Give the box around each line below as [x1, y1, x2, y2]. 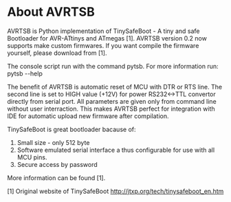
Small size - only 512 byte [16, 138, 90, 146]
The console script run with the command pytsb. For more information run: [7, 62, 219, 70]
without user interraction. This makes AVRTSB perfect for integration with [7, 104, 215, 113]
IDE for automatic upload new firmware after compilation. [7, 111, 170, 120]
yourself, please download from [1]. [7, 49, 107, 57]
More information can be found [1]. [7, 173, 106, 182]
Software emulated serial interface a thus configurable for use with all [16, 146, 215, 154]
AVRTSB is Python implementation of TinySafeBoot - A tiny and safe [7, 27, 201, 35]
